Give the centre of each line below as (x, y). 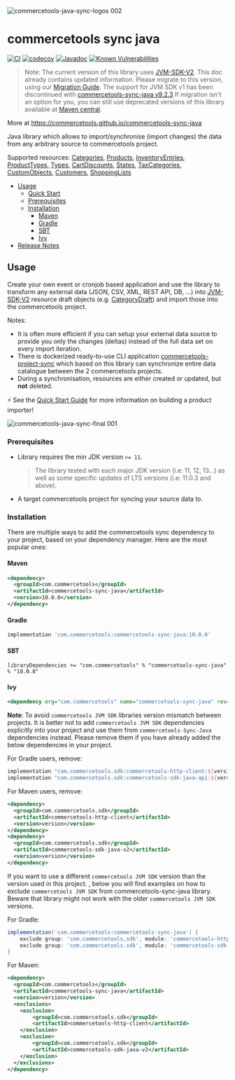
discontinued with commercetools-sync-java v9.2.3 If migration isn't (123, 94)
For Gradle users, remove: (45, 759)
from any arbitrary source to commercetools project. (83, 144)
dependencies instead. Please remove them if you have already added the (114, 738)
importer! (21, 410)
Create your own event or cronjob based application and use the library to (114, 284)
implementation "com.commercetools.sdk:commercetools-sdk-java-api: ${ (112, 778)
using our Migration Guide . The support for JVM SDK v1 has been (119, 87)
